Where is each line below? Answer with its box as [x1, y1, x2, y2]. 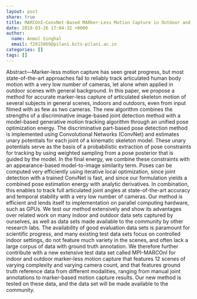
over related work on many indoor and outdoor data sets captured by [6, 212, 173, 219]
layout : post [6, 8, 38, 15]
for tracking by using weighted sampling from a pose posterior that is [6, 149, 173, 156]
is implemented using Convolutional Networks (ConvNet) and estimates [6, 130, 179, 138]
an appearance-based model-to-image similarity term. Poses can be [6, 162, 172, 169]
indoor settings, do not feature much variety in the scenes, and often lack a [6, 236, 188, 243]
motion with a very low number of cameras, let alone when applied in [6, 80, 173, 88]
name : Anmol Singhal [11, 36, 62, 42]
